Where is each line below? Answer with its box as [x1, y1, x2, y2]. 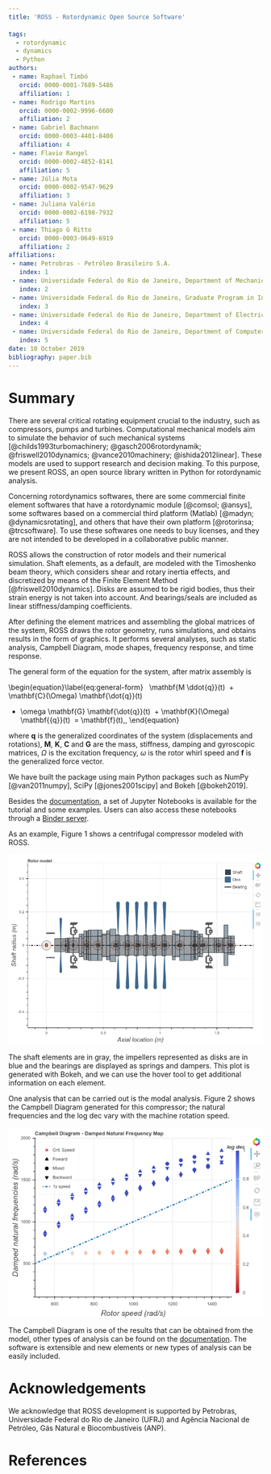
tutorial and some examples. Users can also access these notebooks [8, 805, 237, 814]
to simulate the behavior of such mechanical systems [8, 432, 186, 443]
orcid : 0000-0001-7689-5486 [19, 81, 114, 89]
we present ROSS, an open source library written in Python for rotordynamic [8, 467, 262, 477]
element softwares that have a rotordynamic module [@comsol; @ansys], [8, 500, 252, 510]
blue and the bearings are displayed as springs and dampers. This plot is [8, 1060, 250, 1070]
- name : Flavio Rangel [11, 149, 89, 157]
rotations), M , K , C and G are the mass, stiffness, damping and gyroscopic [8, 739, 256, 749]
